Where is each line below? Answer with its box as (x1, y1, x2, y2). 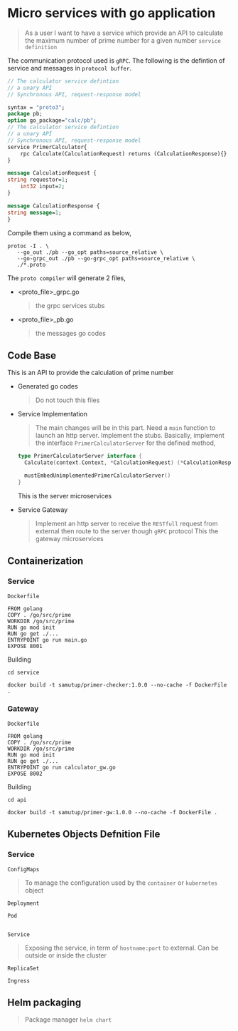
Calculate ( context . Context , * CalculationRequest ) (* (24, 459, 184, 466)
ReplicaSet (7, 965, 40, 972)
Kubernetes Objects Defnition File (7, 829, 161, 841)
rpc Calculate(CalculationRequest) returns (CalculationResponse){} (20, 150, 227, 158)
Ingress (7, 977, 31, 985)
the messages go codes (35, 329, 107, 337)
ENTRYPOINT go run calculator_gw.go (7, 764, 116, 771)
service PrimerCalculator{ (7, 143, 87, 150)
